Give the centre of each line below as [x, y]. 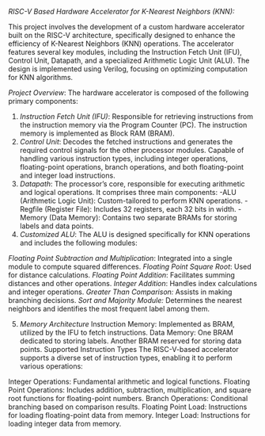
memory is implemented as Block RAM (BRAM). [97, 133]
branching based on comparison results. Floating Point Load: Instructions [128, 407]
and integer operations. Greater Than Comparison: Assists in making [120, 292]
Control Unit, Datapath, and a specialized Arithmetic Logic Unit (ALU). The [129, 60]
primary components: [43, 101]
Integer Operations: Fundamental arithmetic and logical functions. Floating [129, 381]
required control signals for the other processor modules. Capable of [132, 150]
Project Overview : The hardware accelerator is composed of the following [129, 93]
